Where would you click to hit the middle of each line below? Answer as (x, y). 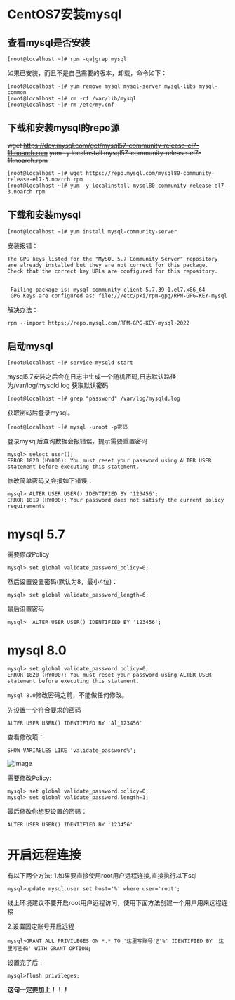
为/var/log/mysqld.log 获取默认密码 (58, 385)
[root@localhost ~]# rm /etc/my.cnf (61, 105)
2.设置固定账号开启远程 (41, 927)
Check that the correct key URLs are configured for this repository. (113, 271)
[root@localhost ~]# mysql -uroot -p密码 (68, 427)
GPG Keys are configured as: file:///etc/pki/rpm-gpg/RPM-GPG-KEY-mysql (119, 296)
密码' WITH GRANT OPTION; (54, 949)
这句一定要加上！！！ (38, 990)
